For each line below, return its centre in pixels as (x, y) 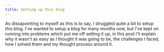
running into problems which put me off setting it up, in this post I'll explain (81, 34)
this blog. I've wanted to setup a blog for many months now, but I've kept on (82, 28)
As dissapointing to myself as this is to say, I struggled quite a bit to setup (79, 23)
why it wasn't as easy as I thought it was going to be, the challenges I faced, (82, 39)
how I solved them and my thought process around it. (59, 44)
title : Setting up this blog (35, 9)
